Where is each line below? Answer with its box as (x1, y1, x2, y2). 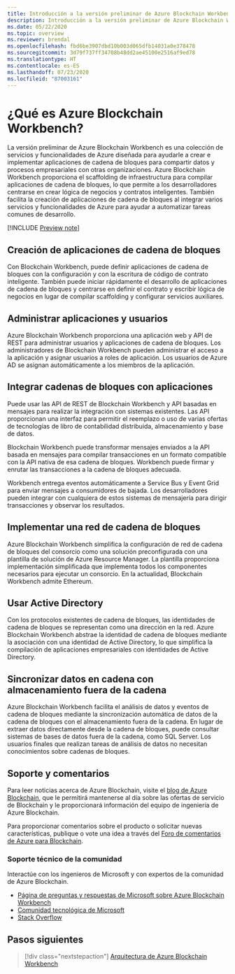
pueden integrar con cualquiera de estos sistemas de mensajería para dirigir (7, 494, 227, 502)
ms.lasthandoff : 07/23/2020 (7, 69, 90, 76)
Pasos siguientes (7, 933, 84, 945)
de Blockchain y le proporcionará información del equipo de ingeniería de (7, 801, 219, 809)
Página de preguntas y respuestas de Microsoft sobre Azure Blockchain (17, 891, 225, 899)
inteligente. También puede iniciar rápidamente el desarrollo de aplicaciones (7, 278, 227, 286)
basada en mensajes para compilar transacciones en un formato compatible (7, 450, 227, 459)
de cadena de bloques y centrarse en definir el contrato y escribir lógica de (7, 285, 225, 294)
